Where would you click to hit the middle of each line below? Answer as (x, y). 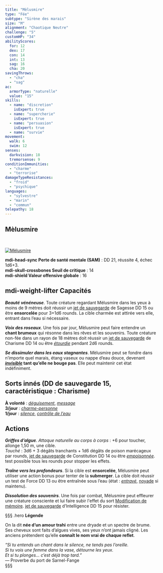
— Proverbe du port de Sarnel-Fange (42, 560)
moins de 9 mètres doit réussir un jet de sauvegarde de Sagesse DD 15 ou (79, 308)
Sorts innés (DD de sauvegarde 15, (58, 384)
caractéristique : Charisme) (48, 391)
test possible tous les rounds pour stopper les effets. (58, 461)
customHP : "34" (20, 37)
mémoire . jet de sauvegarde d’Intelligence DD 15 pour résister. (67, 506)
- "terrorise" (24, 173)
